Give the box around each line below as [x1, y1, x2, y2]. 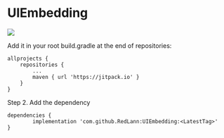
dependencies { [7, 111, 52, 119]
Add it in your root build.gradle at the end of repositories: [7, 41, 172, 50]
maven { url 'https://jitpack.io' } [32, 73, 140, 80]
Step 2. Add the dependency [7, 98, 91, 106]
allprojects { [7, 55, 49, 62]
